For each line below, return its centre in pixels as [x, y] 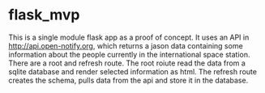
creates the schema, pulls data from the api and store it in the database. [128, 80]
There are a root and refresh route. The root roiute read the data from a [127, 63]
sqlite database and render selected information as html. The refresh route [133, 71]
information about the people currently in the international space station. [129, 54]
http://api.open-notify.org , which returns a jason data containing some [126, 45]
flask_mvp [44, 15]
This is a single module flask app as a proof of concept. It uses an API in [129, 37]
